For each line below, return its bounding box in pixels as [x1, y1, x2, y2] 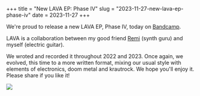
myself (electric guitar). [6, 41, 65, 48]
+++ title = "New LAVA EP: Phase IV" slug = [6, 5, 115, 12]
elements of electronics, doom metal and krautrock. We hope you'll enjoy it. [6, 65, 195, 73]
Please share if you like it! [6, 72, 70, 79]
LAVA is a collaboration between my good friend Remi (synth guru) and [6, 35, 183, 41]
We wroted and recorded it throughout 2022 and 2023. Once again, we [6, 53, 183, 59]
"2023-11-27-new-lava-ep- [115, 5, 184, 12]
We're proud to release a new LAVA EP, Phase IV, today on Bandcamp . [6, 23, 181, 30]
